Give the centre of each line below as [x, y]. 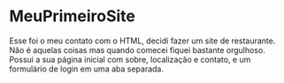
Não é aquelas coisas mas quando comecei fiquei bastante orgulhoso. [137, 49]
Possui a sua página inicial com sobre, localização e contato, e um [130, 59]
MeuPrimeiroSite [72, 16]
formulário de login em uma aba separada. [87, 69]
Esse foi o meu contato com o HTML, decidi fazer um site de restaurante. [142, 41]
